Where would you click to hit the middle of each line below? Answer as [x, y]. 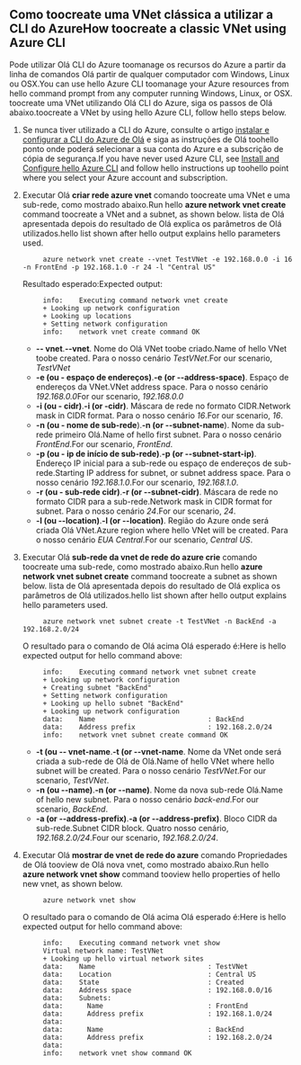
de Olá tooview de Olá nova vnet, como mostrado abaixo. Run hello [146, 864]
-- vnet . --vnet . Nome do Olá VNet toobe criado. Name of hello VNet [161, 348]
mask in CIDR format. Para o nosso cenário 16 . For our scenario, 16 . [159, 415]
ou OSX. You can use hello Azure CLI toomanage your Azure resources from [149, 84]
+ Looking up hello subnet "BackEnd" [113, 703]
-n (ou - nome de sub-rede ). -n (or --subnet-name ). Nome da [150, 425]
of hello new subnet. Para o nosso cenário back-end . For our [147, 799]
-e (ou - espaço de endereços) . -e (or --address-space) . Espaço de [162, 377]
